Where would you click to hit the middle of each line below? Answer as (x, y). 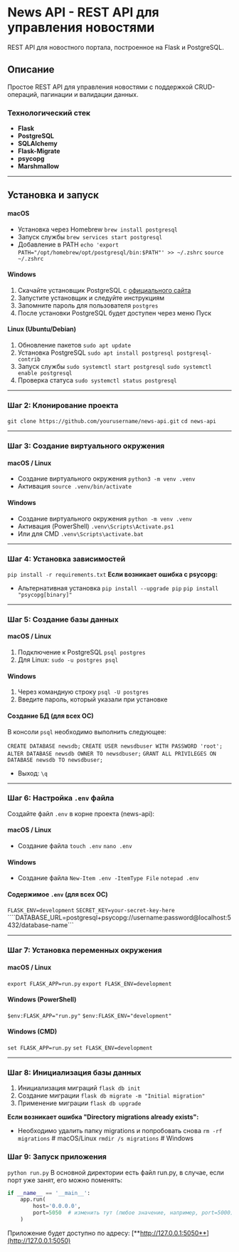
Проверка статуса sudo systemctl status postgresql (97, 380)
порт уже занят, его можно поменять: (65, 1180)
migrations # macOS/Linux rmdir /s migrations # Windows (106, 1138)
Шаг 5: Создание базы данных (63, 619)
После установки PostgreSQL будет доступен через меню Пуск (115, 313)
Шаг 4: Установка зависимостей (67, 558)
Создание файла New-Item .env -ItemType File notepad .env (108, 878)
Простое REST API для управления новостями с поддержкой (100, 87)
